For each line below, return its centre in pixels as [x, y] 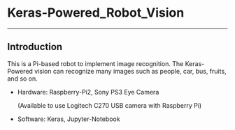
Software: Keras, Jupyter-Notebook [69, 119]
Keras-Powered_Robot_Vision [96, 13]
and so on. [23, 79]
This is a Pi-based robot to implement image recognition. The [95, 63]
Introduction [35, 47]
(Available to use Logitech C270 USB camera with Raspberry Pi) [109, 105]
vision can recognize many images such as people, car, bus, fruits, [130, 71]
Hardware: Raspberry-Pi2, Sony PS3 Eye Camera [88, 92]
